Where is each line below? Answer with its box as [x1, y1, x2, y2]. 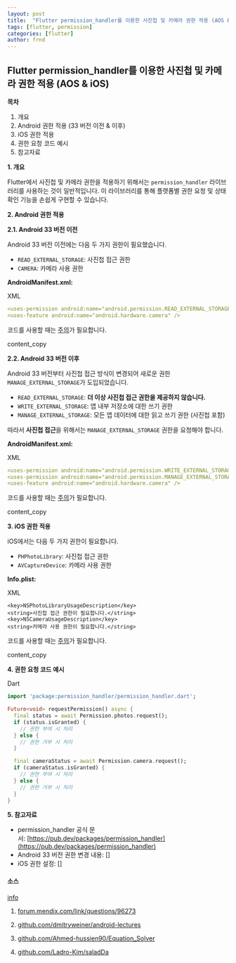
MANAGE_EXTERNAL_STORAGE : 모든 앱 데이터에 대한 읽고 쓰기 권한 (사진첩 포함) [17, 410, 225, 419]
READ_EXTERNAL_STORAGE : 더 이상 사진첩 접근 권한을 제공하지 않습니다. [17, 392, 206, 402]
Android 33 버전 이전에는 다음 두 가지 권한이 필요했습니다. [7, 240, 167, 249]
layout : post [7, 10, 46, 18]
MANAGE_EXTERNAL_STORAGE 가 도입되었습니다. [7, 378, 129, 386]
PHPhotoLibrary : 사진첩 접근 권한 [17, 552, 109, 561]
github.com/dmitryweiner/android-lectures [17, 920, 141, 928]
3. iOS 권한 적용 [7, 522, 51, 530]
